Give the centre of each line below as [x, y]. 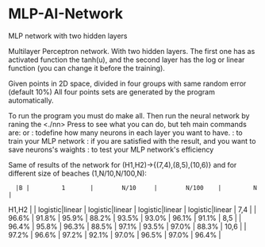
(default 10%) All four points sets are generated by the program [112, 91]
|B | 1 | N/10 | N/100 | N [136, 187]
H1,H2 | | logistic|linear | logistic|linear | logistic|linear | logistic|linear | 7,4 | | [132, 209]
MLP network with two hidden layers [68, 36]
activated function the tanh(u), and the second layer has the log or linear [127, 60]
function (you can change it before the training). [86, 68]
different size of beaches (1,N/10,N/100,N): [77, 173]
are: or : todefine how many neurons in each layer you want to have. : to [126, 133]
